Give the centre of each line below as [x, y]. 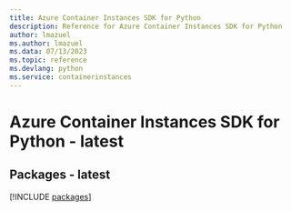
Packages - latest [60, 175]
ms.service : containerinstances [70, 77]
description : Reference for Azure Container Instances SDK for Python [146, 26]
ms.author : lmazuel [46, 43]
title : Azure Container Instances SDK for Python [105, 18]
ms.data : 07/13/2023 [49, 52]
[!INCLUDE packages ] [50, 196]
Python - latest [67, 141]
